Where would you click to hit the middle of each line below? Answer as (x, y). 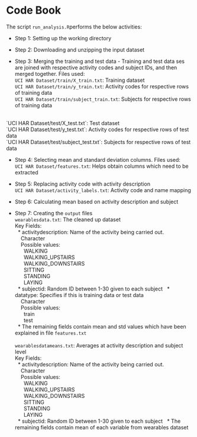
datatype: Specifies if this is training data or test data (79, 295)
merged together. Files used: (50, 74)
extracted (26, 172)
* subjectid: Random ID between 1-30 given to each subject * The (99, 421)
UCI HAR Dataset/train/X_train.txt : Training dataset (80, 80)
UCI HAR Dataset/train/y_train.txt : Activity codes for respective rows (102, 86)
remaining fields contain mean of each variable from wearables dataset (101, 427)
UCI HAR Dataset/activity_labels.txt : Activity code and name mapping (103, 190)
